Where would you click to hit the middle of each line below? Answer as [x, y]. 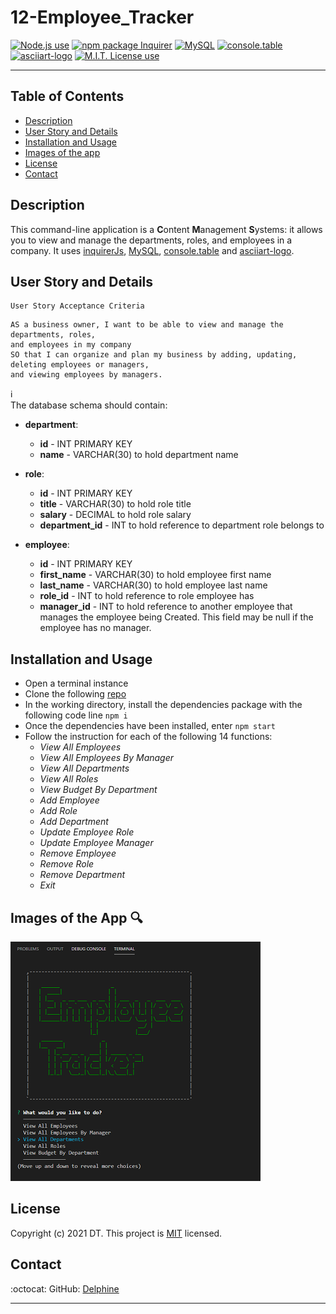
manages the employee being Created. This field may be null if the [176, 617]
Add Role [58, 811]
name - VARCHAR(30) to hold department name [139, 455]
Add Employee [69, 800]
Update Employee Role [87, 832]
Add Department [74, 822]
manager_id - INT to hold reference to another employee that [166, 607]
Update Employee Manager [96, 843]
